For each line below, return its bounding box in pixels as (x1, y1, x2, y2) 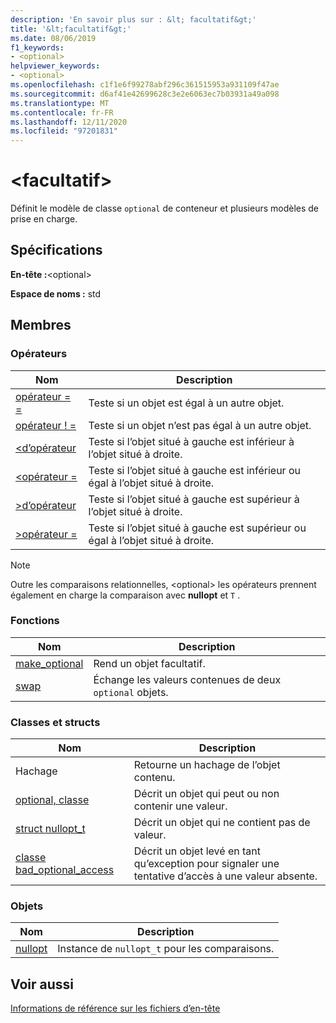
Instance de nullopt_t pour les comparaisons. (57, 942, 275, 956)
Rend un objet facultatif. (93, 656, 206, 670)
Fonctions (10, 614, 60, 628)
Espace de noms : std (10, 287, 102, 300)
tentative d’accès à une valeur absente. (133, 869, 318, 883)
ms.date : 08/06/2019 (10, 33, 97, 43)
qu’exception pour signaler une (133, 857, 280, 871)
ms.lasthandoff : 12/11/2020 (10, 117, 128, 127)
